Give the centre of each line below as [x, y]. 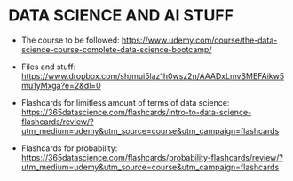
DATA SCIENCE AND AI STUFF [121, 16]
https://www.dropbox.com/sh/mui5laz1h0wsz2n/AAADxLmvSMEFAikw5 [153, 75]
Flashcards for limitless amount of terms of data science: [125, 102]
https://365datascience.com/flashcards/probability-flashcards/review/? [152, 157]
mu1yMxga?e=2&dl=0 [61, 85]
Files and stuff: [48, 67]
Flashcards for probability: [69, 148]
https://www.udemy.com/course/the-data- [200, 40]
